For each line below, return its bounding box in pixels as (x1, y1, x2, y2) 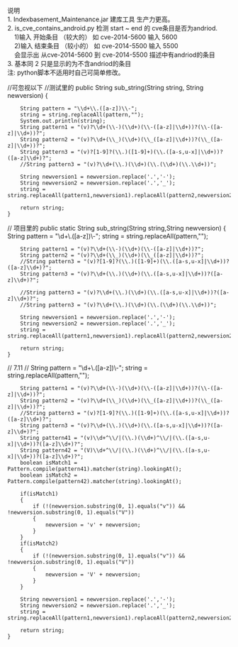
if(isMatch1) (20, 490, 59, 497)
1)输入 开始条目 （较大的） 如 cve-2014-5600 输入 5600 (13, 33, 178, 41)
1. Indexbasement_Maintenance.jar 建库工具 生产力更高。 (7, 15, 174, 23)
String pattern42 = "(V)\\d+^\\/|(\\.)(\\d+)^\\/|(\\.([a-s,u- (20, 447, 211, 454)
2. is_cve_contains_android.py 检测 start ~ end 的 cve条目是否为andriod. (7, 24, 218, 32)
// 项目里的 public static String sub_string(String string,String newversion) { (7, 224, 227, 232)
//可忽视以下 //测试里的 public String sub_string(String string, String (7, 84, 204, 92)
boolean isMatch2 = (20, 472, 78, 479)
